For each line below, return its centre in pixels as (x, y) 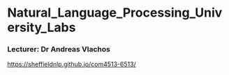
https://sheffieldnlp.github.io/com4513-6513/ (72, 65)
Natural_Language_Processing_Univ (115, 13)
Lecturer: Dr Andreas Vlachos (59, 49)
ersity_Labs (42, 27)
